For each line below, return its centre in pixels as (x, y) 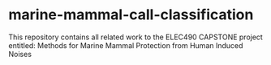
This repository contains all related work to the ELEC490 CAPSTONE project (136, 37)
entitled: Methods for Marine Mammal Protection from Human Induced (126, 45)
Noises (20, 54)
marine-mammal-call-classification (131, 15)
